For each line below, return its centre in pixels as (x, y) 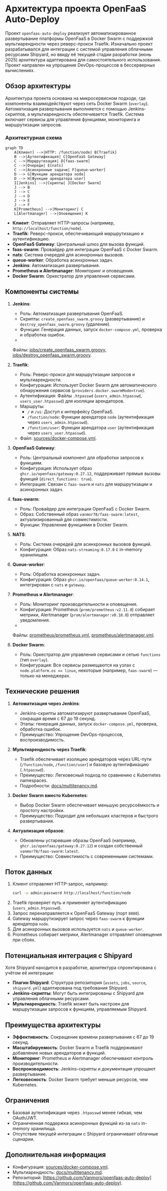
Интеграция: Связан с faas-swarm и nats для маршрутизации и (86, 484)
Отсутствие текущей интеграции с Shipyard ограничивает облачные (85, 1133)
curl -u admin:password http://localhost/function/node (72, 893)
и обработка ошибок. (43, 334)
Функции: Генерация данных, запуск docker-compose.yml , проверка (91, 329)
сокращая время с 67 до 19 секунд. (58, 718)
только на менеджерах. (45, 675)
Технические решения (42, 691)
